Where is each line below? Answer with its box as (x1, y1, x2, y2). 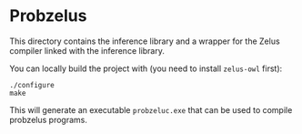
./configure (9, 80, 55, 89)
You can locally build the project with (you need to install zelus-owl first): (9, 63, 283, 74)
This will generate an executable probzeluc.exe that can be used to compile (9, 104, 293, 115)
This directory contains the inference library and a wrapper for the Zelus (9, 36, 280, 46)
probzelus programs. (9, 114, 88, 125)
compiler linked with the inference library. (9, 45, 166, 56)
